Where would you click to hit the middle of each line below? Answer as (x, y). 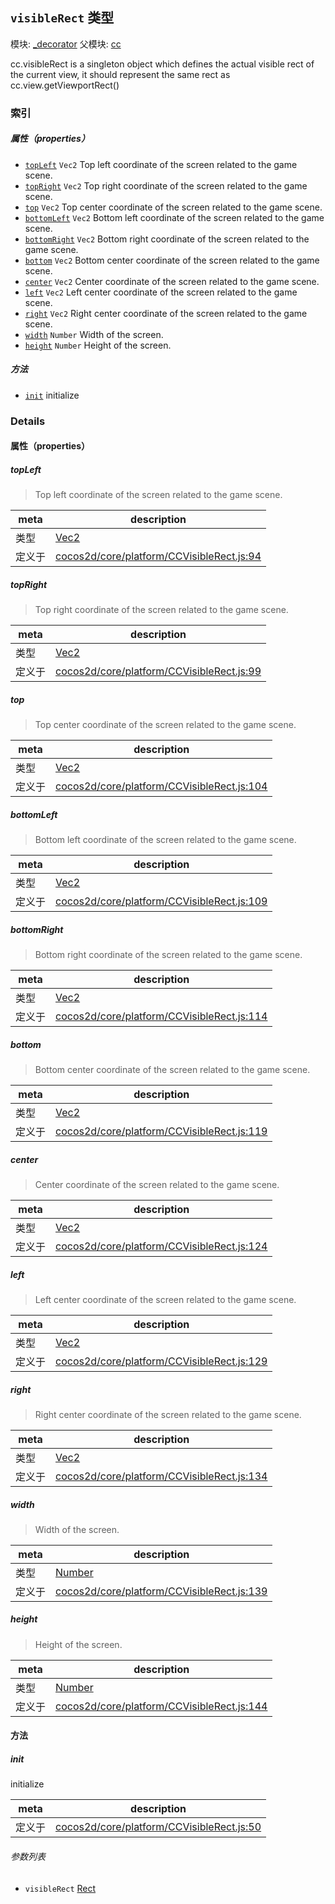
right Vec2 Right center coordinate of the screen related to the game (166, 313)
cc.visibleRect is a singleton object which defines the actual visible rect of (162, 64)
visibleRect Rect (60, 1888)
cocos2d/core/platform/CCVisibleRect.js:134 (161, 1476)
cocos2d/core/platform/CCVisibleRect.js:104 (161, 786)
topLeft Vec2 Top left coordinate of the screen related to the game (161, 164)
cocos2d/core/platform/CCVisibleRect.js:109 (161, 901)
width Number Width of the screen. (94, 334)
